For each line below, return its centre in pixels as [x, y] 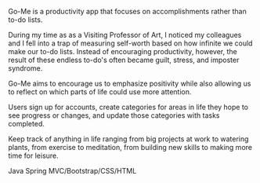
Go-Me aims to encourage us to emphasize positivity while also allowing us [130, 83]
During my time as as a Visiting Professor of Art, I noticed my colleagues [125, 35]
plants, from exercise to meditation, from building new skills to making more [130, 147]
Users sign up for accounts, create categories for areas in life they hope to [128, 107]
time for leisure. [33, 156]
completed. [26, 124]
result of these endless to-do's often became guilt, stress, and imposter [124, 60]
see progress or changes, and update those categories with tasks [114, 115]
